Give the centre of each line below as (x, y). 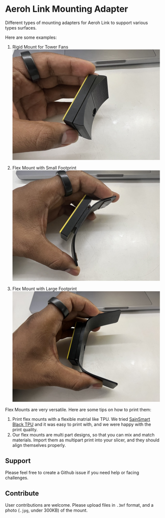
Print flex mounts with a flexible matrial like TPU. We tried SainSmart (81, 419)
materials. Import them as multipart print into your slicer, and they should (86, 440)
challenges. (17, 478)
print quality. (25, 430)
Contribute (22, 493)
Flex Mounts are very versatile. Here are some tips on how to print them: (78, 410)
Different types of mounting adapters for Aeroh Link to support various (77, 23)
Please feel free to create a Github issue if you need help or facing (72, 473)
